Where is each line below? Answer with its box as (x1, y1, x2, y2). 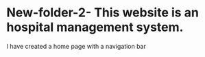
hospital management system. (6, 19, 184, 35)
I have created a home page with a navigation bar (6, 42, 147, 50)
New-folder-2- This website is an (6, 5, 200, 21)
